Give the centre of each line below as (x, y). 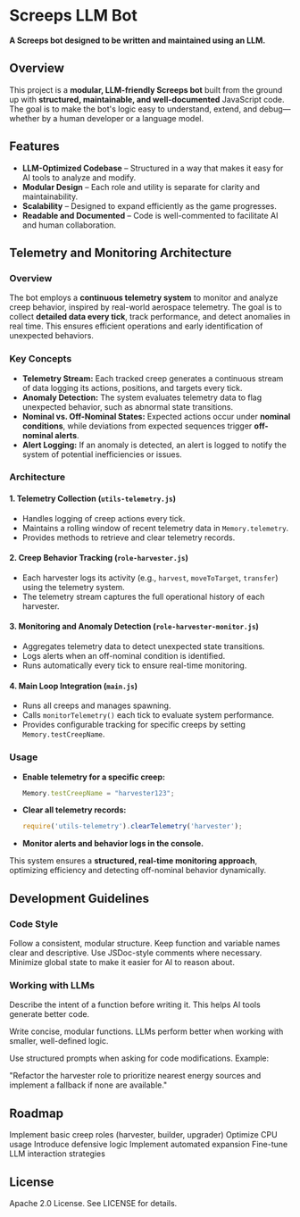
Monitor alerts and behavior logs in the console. (113, 844)
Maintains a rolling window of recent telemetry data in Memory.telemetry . (155, 528)
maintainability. (50, 196)
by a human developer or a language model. (123, 118)
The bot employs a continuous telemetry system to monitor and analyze (144, 298)
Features (34, 147)
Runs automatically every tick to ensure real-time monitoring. (134, 665)
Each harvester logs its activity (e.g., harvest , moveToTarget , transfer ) (150, 578)
